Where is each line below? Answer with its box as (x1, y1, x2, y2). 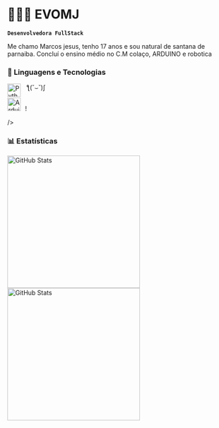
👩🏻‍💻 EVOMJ (7, 6, 80, 23)
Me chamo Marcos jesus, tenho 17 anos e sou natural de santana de (7, 42, 206, 50)
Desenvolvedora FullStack (7, 30, 83, 37)
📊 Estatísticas (7, 136, 58, 146)
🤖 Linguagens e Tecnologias (7, 67, 106, 77)
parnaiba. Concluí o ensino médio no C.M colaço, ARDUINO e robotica (7, 49, 212, 58)
